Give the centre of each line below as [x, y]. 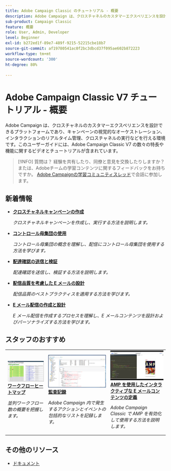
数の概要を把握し [25, 409]
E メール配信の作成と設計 [39, 305]
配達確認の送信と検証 [35, 261]
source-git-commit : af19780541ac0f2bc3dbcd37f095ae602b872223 [73, 48]
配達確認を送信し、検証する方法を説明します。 [62, 272]
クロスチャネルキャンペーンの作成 [48, 212]
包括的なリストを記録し [73, 415]
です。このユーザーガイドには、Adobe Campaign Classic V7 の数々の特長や [84, 144]
